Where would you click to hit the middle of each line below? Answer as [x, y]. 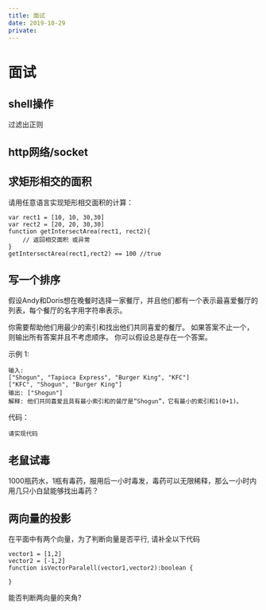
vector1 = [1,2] [35, 554]
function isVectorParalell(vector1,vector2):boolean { [101, 568]
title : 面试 [27, 16]
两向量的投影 [40, 518]
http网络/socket [48, 152]
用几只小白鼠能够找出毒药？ [54, 491]
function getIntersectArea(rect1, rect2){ [79, 231]
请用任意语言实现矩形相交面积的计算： [71, 202]
